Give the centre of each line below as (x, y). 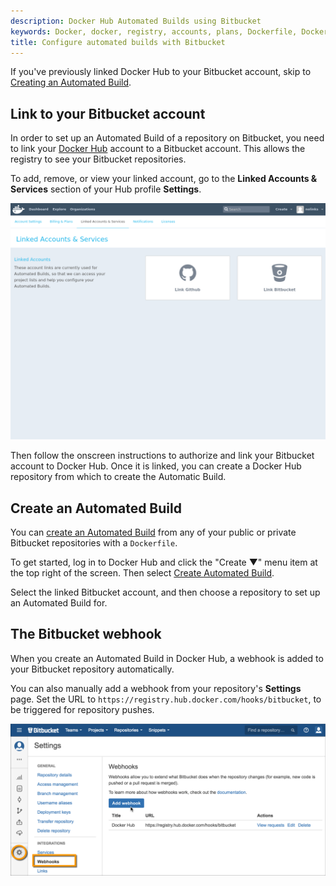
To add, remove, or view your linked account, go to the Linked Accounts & (164, 179)
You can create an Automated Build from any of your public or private (153, 532)
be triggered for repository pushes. (82, 709)
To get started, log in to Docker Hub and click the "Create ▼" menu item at (164, 562)
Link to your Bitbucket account (108, 113)
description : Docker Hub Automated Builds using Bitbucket (136, 21)
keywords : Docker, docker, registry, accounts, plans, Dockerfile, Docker (169, 31)
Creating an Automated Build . (71, 82)
